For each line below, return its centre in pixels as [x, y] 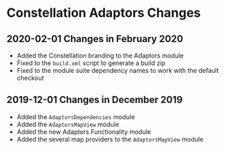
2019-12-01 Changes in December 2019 [95, 100]
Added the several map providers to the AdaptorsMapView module [110, 139]
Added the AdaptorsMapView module [68, 124]
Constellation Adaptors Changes [104, 13]
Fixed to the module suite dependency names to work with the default [118, 70]
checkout [30, 78]
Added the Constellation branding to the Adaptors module [100, 55]
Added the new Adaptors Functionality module [84, 132]
